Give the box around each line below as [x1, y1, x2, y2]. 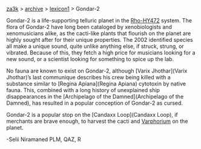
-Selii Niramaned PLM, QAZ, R [6, 136, 81, 143]
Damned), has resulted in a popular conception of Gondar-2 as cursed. [6, 99, 183, 107]
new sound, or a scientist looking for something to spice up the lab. [6, 56, 174, 62]
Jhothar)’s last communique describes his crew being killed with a [6, 74, 171, 81]
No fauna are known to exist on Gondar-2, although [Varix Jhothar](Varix [6, 67, 188, 74]
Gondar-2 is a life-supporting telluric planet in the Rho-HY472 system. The [6, 17, 193, 24]
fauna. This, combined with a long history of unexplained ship [6, 87, 160, 93]
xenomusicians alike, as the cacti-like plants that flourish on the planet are [6, 30, 191, 37]
